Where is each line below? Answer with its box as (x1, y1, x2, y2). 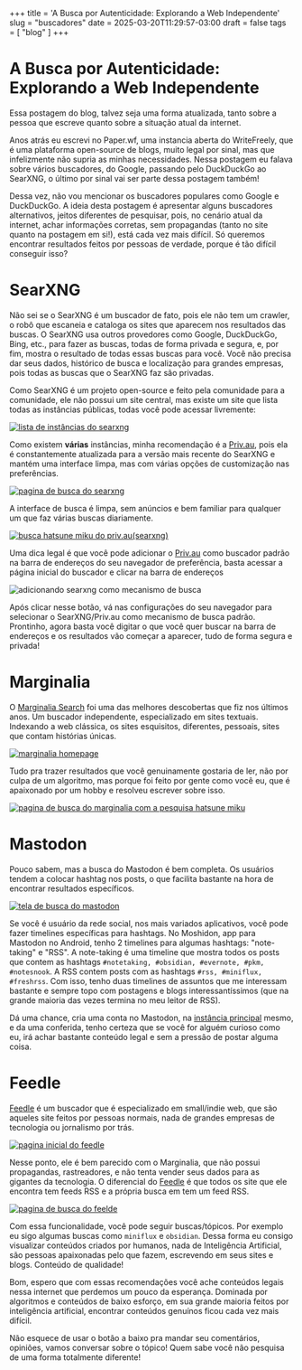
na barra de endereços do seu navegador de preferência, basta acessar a (9, 557, 284, 568)
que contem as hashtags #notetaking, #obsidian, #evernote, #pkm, (9, 956, 265, 967)
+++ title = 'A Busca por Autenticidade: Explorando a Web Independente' (9, 8, 280, 18)
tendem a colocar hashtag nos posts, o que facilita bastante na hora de (9, 873, 274, 884)
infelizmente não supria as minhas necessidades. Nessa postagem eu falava (9, 154, 293, 164)
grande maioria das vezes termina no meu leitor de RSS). (9, 994, 221, 1006)
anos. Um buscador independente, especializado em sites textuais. (9, 711, 259, 722)
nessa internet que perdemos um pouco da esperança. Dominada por (9, 1286, 269, 1297)
